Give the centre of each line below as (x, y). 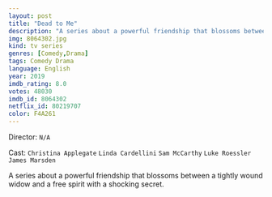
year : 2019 (27, 76)
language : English (39, 69)
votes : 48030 (30, 91)
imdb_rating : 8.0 (38, 84)
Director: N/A (30, 137)
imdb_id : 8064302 (38, 99)
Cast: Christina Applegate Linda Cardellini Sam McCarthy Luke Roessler (130, 152)
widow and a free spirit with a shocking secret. (86, 184)
